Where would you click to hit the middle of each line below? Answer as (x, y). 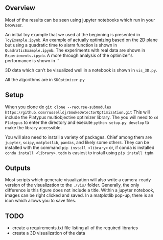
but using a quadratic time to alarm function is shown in (61, 45)
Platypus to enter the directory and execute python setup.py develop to (77, 122)
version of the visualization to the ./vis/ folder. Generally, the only (72, 185)
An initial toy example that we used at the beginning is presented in (73, 34)
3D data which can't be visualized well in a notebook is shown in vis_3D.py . (81, 70)
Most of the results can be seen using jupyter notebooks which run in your (80, 20)
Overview (20, 8)
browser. (14, 25)
